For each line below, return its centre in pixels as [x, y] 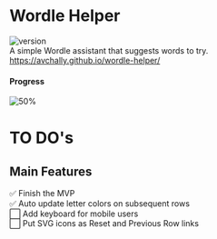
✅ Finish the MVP [42, 194]
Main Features [51, 171]
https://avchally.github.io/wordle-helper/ [85, 60]
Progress [27, 81]
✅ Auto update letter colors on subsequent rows [100, 204]
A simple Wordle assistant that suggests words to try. [109, 50]
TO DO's [42, 138]
